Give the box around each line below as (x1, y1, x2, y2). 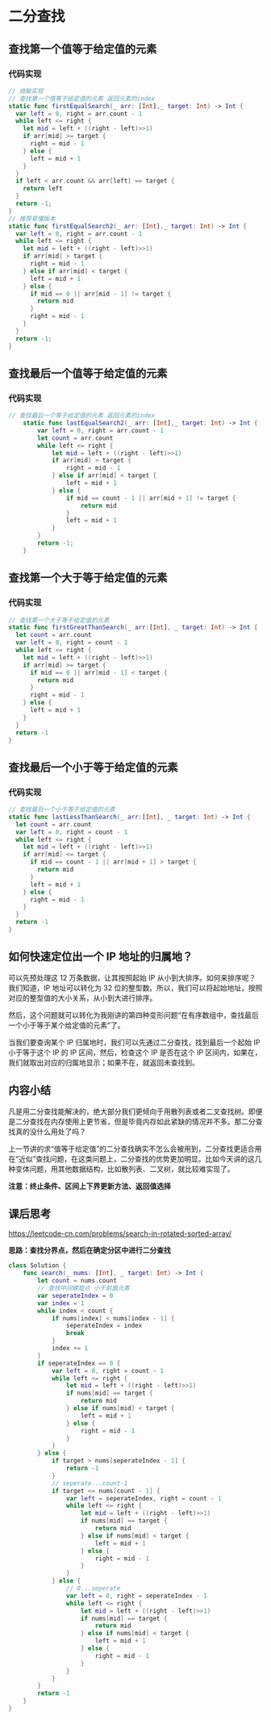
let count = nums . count (37, 1277, 117, 1285)
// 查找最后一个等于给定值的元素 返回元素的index (8, 412, 156, 420)
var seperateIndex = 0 (37, 1291, 114, 1299)
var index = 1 (37, 1299, 85, 1308)
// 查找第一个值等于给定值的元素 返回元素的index (8, 94, 156, 103)
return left (23, 185, 63, 193)
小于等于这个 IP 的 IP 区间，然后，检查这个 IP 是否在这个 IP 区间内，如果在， (8, 1047, 262, 1057)
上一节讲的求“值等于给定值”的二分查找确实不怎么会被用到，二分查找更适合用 (8, 1144, 262, 1153)
